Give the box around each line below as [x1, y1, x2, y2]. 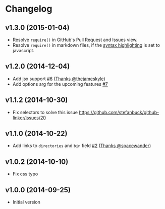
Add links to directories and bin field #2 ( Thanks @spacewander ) [12, 143, 151, 149]
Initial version [12, 199, 40, 205]
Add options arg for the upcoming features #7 [12, 81, 108, 87]
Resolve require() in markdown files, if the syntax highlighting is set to [12, 42, 160, 48]
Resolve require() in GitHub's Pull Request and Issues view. [12, 37, 138, 43]
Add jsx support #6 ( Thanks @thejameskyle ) [12, 76, 105, 82]
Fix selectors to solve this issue [12, 109, 78, 115]
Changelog [5, 3, 52, 15]
